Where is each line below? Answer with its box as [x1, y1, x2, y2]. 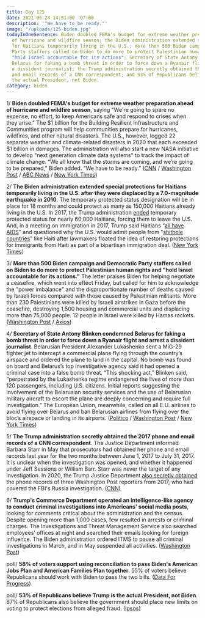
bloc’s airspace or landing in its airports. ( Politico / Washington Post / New [6, 414, 192, 422]
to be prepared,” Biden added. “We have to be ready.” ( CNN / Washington [6, 164, 192, 172]
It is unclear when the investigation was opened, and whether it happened [6, 459, 193, 466]
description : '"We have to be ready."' [6, 20, 108, 26]
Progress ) [6, 580, 32, 587]
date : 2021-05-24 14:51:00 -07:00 [6, 15, 95, 21]
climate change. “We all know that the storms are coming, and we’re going [6, 158, 193, 165]
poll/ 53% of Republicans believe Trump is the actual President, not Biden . [6, 592, 198, 599]
